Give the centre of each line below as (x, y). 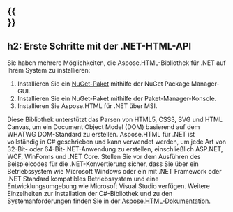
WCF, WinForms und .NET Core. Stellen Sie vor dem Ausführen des (104, 157)
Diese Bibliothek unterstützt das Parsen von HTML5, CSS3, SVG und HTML (115, 120)
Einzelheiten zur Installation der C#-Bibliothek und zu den (90, 194)
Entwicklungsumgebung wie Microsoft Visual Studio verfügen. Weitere (109, 186)
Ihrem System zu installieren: (49, 70)
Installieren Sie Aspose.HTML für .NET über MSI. (87, 106)
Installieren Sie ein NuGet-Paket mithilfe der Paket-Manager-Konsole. (117, 99)
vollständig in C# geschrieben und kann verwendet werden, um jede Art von (117, 142)
